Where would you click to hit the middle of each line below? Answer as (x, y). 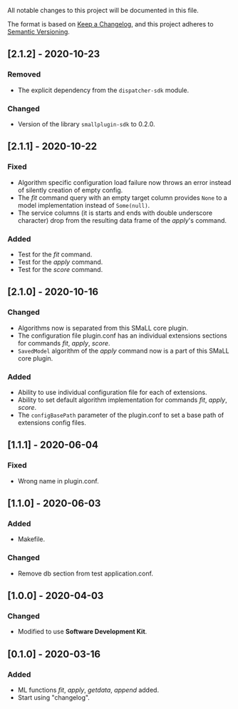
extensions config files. (52, 422)
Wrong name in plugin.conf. (58, 481)
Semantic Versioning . (38, 32)
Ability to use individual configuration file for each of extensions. (112, 392)
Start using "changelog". (54, 698)
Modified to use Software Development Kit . (82, 632)
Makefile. (31, 539)
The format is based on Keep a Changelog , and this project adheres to (110, 24)
